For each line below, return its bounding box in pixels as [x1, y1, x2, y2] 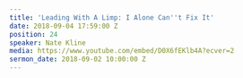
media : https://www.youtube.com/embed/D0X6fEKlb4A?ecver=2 [9, 47, 235, 56]
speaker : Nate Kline [9, 38, 87, 48]
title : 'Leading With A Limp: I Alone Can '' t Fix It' [9, 13, 215, 22]
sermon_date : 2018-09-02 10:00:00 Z [9, 55, 146, 64]
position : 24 [9, 30, 58, 39]
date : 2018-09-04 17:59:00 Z [9, 22, 118, 30]
